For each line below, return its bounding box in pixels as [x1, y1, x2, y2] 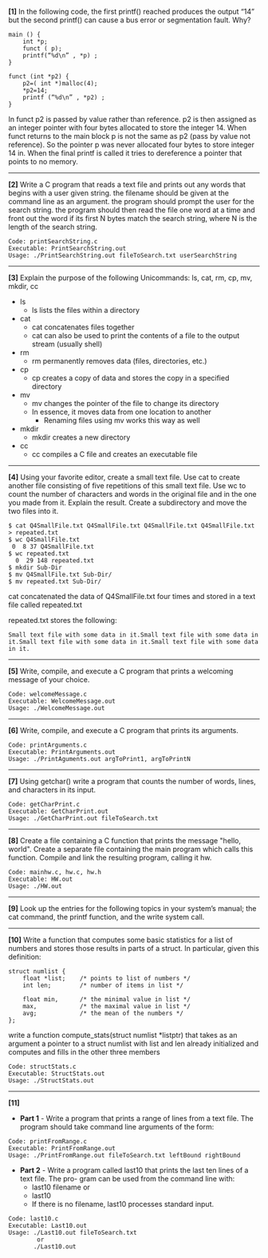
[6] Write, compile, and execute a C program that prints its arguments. [8, 726, 239, 735]
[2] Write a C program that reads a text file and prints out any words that [8, 179, 246, 189]
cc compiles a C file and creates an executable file [31, 450, 198, 459]
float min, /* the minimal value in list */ [22, 996, 191, 1004]
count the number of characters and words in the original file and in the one [8, 490, 257, 499]
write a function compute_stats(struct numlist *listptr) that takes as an [8, 1031, 238, 1039]
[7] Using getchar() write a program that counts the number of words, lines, [8, 777, 257, 786]
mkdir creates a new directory [31, 432, 131, 442]
